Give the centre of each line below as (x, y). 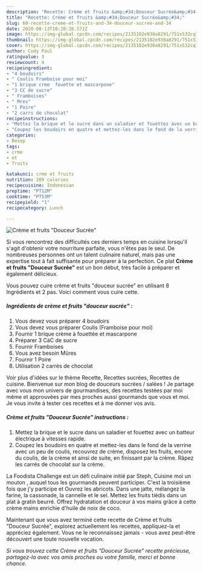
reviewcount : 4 (25, 62)
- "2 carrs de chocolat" (37, 113)
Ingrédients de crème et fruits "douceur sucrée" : (69, 306)
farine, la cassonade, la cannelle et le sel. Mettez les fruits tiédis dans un (97, 495)
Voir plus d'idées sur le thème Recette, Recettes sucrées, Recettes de (93, 378)
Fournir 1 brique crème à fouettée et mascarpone (76, 334)
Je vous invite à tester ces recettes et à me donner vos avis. (81, 403)
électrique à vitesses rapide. (50, 439)
